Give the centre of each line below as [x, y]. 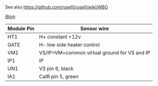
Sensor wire [95, 29]
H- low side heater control [69, 45]
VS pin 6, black [56, 69]
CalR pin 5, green [59, 76]
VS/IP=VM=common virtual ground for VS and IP [94, 53]
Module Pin [21, 29]
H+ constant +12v [60, 37]
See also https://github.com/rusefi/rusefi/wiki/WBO [57, 7]
